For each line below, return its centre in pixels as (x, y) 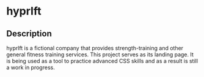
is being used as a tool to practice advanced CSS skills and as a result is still (102, 61)
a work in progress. (31, 67)
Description (29, 34)
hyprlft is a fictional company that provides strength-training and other (95, 48)
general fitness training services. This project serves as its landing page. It (100, 55)
